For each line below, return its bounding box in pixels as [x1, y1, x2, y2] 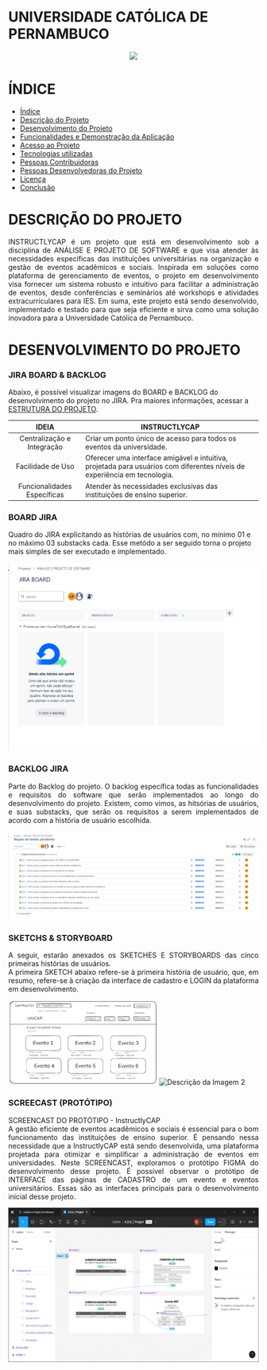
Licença [19, 174, 46, 183]
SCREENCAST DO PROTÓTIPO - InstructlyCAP [8, 1115, 161, 1125]
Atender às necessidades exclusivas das [85, 481, 219, 491]
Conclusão [19, 182, 56, 192]
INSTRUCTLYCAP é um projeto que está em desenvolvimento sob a [8, 237, 259, 246]
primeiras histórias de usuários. [8, 958, 111, 968]
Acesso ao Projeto [19, 140, 80, 150]
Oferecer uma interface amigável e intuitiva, [85, 453, 228, 463]
